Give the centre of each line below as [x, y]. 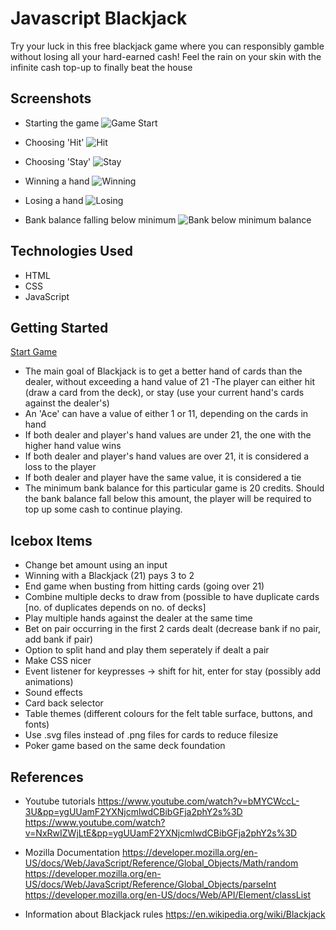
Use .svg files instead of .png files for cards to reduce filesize [151, 735]
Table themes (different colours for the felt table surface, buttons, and [168, 714]
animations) [49, 682]
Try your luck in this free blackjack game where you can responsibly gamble [167, 46]
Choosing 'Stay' [58, 161]
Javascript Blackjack [99, 18]
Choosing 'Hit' [54, 142]
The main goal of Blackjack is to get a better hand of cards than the [163, 371]
